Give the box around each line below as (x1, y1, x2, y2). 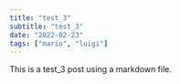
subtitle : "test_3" (9, 22, 84, 31)
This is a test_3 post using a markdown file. (9, 64, 172, 75)
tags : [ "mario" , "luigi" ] (9, 38, 108, 48)
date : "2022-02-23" (9, 30, 84, 39)
